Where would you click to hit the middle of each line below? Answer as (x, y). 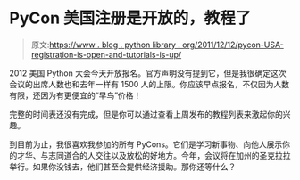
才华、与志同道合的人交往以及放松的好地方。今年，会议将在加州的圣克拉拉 (154, 155)
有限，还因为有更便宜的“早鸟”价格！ (75, 95)
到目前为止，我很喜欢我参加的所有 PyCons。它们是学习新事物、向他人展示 (146, 144)
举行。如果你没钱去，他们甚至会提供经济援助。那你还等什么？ (123, 167)
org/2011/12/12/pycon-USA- (233, 45)
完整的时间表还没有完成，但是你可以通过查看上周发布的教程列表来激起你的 (146, 114)
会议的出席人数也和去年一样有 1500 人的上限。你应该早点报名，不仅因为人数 (150, 84)
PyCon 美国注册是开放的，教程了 (130, 18)
